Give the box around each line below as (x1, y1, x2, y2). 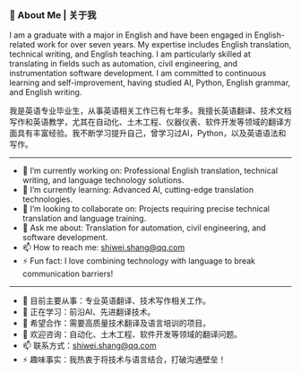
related (9, 39, 36, 50)
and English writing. (9, 87, 82, 98)
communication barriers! (21, 268, 114, 280)
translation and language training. (21, 213, 147, 224)
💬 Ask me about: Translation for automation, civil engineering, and (21, 222, 266, 233)
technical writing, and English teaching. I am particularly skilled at (9, 48, 251, 60)
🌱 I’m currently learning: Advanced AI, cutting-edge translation (21, 185, 254, 195)
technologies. (21, 194, 73, 204)
